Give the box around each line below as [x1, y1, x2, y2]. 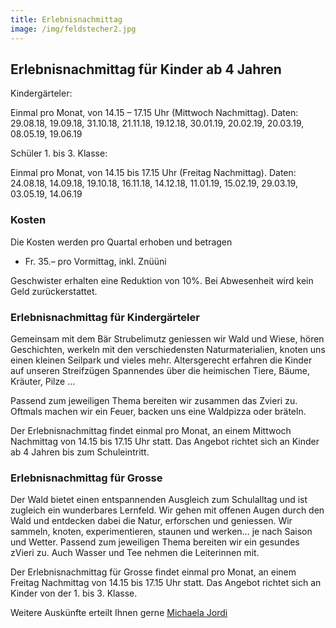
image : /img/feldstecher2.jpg [10, 24, 137, 34]
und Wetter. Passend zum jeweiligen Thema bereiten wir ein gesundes [10, 536, 300, 548]
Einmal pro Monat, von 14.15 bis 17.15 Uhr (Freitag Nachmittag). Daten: [10, 167, 297, 179]
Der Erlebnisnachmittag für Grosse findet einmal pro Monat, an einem [10, 566, 297, 578]
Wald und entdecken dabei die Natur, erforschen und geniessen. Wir [10, 515, 293, 527]
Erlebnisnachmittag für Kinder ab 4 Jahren [10, 61, 282, 78]
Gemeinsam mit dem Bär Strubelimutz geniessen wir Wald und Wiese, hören [10, 332, 325, 345]
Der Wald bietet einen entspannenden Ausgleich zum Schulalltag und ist [10, 494, 308, 506]
